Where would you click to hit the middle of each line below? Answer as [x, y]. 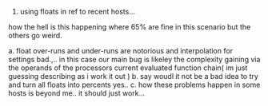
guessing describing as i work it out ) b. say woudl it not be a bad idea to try [133, 76]
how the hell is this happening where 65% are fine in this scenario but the [130, 27]
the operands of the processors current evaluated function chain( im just [128, 68]
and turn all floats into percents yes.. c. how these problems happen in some [134, 84]
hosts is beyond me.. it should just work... [77, 93]
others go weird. [35, 35]
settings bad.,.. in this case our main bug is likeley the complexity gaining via [134, 59]
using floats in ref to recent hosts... [78, 12]
